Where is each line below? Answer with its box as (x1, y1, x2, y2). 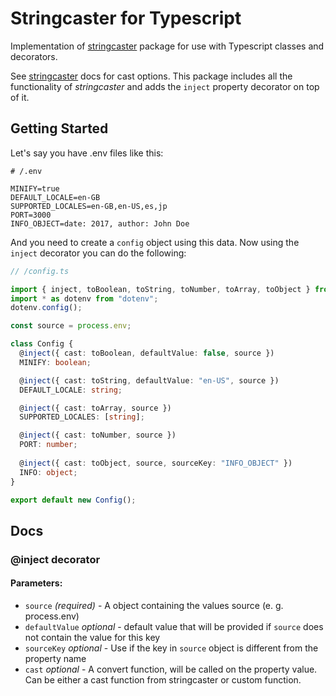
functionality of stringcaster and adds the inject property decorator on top (10, 80, 320, 92)
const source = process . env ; (10, 321, 132, 331)
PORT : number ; (19, 440, 78, 450)
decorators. (10, 50, 58, 62)
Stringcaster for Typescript (10, 7, 242, 30)
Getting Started (10, 120, 109, 137)
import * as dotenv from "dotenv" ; (10, 293, 159, 304)
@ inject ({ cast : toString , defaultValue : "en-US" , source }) (19, 375, 280, 386)
